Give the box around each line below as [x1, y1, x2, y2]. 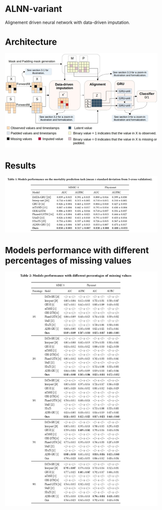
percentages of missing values [5, 255, 132, 266]
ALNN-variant [5, 3, 62, 15]
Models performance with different [5, 245, 149, 256]
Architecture [5, 36, 57, 48]
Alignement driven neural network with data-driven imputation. [5, 19, 131, 25]
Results [5, 160, 36, 171]
